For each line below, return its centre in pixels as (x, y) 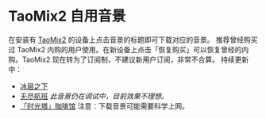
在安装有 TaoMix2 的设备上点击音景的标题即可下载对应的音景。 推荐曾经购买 (133, 40)
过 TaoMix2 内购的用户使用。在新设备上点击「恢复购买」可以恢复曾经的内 (129, 49)
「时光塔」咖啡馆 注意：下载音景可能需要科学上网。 (104, 106)
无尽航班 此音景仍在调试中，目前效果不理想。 (94, 96)
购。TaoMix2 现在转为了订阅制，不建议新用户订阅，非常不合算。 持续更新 (129, 59)
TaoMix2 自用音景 (67, 16)
